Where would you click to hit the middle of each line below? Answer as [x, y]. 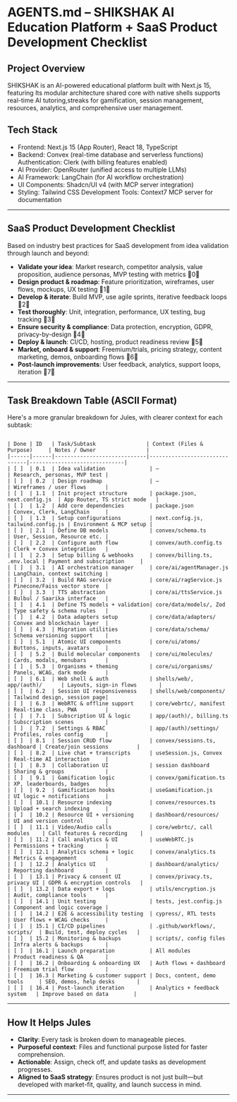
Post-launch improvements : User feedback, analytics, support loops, [119, 364]
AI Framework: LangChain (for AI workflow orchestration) [101, 177]
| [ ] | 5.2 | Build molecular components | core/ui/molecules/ [110, 654]
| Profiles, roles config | [58, 735]
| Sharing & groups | [58, 772]
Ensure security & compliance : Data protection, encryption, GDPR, [115, 326]
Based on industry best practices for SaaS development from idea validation [118, 245]
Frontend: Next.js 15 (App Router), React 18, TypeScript [97, 147]
